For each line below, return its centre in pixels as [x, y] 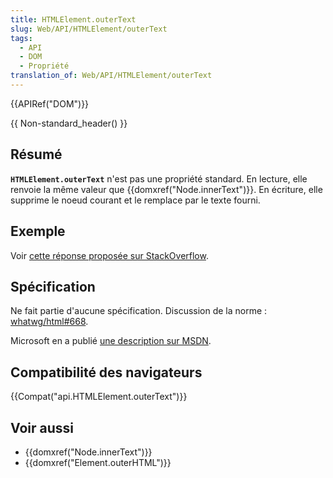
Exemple [38, 231]
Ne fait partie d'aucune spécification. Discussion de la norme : [139, 311]
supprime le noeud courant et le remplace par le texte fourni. [135, 200]
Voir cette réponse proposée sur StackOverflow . [109, 255]
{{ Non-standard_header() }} [69, 123]
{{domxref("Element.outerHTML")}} [98, 462]
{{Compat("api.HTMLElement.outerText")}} [99, 397]
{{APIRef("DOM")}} [50, 103]
